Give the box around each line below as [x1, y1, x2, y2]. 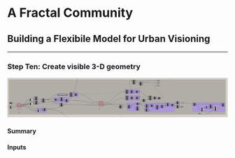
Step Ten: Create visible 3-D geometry [7, 62, 141, 71]
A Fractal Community [7, 5, 134, 21]
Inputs [7, 143, 27, 151]
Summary [7, 127, 36, 135]
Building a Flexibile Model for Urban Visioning [7, 33, 211, 45]
